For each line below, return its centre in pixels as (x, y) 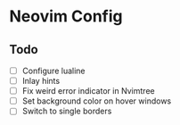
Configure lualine (53, 71)
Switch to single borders (67, 111)
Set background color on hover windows (97, 101)
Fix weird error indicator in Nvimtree (88, 91)
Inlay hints (41, 81)
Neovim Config (66, 17)
